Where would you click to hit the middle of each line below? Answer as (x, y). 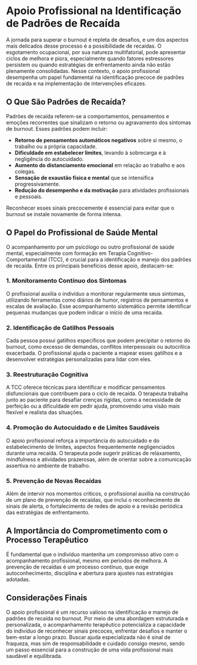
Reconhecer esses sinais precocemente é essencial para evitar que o (90, 208)
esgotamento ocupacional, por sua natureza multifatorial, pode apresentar (96, 52)
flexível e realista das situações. (45, 412)
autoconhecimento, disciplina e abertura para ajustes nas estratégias (90, 573)
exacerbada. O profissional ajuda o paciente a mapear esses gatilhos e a (94, 353)
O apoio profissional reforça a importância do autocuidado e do (83, 441)
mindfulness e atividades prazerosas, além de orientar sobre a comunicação (99, 459)
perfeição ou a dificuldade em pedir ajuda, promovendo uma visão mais (93, 406)
